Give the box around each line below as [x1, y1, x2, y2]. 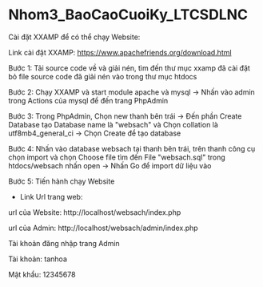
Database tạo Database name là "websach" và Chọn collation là [8, 119, 218, 129]
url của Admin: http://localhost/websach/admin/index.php [8, 223, 198, 232]
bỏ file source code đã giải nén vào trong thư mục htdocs [8, 71, 197, 81]
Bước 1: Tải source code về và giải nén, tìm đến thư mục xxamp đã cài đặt [8, 63, 250, 73]
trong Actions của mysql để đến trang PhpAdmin [8, 95, 169, 105]
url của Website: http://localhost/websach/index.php [8, 207, 181, 217]
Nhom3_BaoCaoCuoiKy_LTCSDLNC [8, 6, 249, 24]
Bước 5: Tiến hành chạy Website [8, 176, 115, 186]
